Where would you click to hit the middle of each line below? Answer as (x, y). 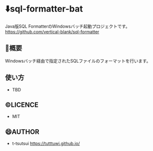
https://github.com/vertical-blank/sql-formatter (52, 32)
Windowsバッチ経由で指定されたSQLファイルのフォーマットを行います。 (78, 61)
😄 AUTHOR (22, 132)
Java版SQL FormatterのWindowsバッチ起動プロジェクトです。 (68, 26)
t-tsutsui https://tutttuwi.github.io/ (46, 144)
